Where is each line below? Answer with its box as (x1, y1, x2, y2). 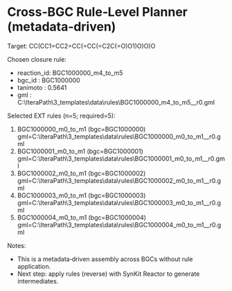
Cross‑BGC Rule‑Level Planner (7, 4, 188, 20)
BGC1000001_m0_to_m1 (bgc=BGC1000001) (17, 147, 143, 155)
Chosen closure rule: (7, 55, 67, 63)
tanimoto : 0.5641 (17, 83, 67, 91)
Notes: (7, 241, 26, 249)
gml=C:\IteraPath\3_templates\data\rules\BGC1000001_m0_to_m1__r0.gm (17, 154, 225, 163)
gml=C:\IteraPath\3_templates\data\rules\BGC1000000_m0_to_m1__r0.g (17, 132, 221, 141)
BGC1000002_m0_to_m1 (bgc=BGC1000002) (17, 169, 146, 177)
